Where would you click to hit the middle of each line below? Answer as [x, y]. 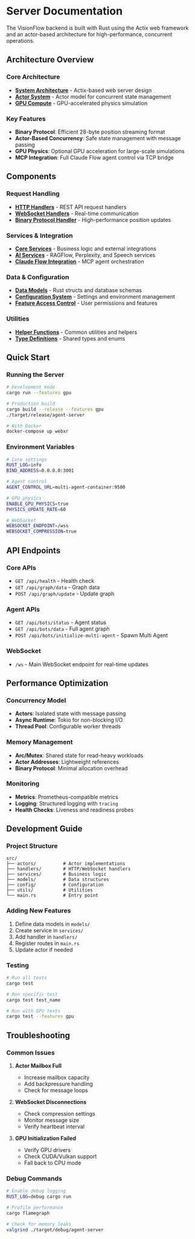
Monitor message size [52, 1120]
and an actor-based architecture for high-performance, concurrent [89, 34]
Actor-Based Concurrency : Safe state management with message [98, 138]
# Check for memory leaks [39, 1224]
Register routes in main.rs [47, 943]
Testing [18, 965]
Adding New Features [39, 911]
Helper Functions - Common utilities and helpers [76, 332]
